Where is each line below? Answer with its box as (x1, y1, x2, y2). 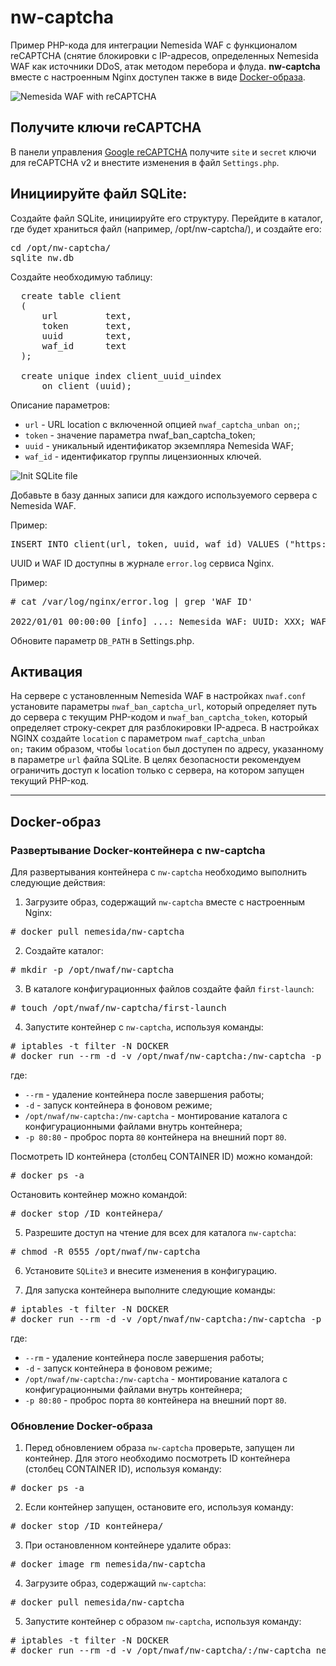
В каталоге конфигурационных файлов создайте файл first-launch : (24, 983, 315, 995)
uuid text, (41, 330, 132, 341)
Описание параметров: (10, 399, 111, 411)
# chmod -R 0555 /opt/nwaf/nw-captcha (10, 1246, 201, 1258)
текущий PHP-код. (10, 775, 89, 787)
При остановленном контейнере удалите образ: (24, 1539, 232, 1551)
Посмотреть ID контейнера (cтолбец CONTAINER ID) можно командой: (10, 1151, 313, 1163)
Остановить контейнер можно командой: (10, 1189, 188, 1201)
